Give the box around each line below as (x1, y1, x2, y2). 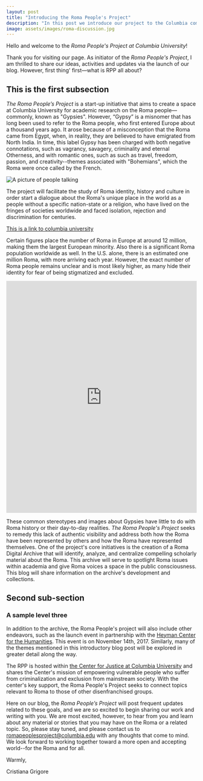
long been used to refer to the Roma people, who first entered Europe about (6, 120, 195, 127)
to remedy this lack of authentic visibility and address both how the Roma (6, 531, 189, 538)
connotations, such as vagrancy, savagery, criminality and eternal (6, 145, 170, 153)
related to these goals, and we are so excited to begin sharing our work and (6, 706, 195, 713)
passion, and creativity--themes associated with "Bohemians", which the (6, 158, 187, 165)
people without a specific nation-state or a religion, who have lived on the (6, 200, 189, 208)
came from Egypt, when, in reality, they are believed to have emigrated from (6, 132, 196, 139)
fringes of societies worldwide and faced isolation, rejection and (6, 207, 166, 214)
